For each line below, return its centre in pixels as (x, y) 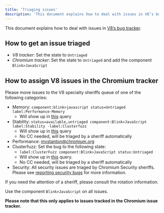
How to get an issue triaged (48, 43)
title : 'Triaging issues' (31, 10)
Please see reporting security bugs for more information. (69, 173)
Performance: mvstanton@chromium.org (53, 141)
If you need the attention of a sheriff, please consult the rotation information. (82, 182)
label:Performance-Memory (38, 112)
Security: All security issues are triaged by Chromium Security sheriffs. (83, 167)
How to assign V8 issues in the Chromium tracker (82, 81)
